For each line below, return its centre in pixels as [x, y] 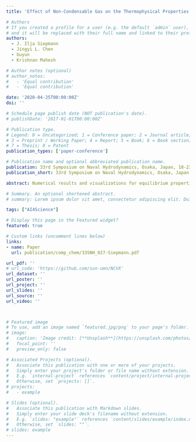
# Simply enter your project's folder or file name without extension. [98, 371]
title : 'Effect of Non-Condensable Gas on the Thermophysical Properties [98, 11]
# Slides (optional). [32, 403]
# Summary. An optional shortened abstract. [61, 194]
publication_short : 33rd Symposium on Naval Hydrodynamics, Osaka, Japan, [99, 172]
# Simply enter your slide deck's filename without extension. [87, 414]
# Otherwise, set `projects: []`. [50, 381]
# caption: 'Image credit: [41, 339]
